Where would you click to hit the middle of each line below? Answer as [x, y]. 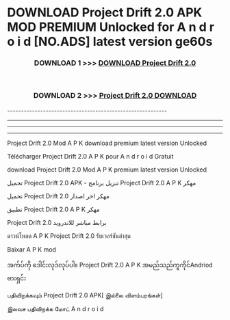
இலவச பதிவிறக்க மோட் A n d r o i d [55, 308]
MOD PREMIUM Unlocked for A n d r [111, 27]
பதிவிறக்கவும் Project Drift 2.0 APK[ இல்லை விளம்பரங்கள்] [85, 295]
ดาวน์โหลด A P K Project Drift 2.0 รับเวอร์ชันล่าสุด [69, 236]
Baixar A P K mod [32, 249]
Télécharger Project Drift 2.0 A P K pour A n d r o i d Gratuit [90, 156]
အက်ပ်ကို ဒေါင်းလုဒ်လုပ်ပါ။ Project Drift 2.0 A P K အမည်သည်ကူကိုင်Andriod [110, 265]
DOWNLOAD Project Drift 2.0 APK [105, 13]
